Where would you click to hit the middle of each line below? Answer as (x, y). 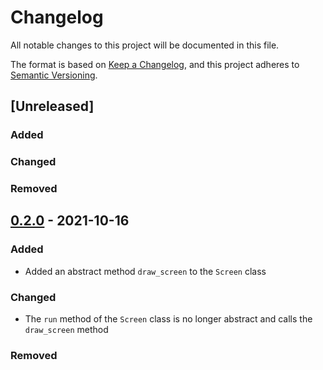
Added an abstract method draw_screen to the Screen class (145, 271)
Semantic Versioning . (54, 75)
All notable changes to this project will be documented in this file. (145, 45)
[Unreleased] (52, 106)
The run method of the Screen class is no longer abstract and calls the (168, 319)
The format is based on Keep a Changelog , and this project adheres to (155, 64)
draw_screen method (66, 330)
